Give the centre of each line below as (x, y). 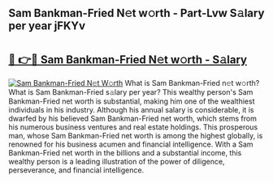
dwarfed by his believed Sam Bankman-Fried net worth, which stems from (133, 118)
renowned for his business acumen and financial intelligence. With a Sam (131, 144)
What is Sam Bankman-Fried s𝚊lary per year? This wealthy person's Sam (131, 92)
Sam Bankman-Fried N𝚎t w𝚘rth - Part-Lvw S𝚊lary (136, 13)
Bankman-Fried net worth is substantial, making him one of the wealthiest (132, 101)
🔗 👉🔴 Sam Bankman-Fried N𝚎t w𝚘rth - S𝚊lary (128, 60)
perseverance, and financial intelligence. (76, 170)
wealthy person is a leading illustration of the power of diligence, (117, 162)
